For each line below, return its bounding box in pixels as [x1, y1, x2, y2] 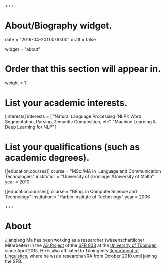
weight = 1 [5, 80, 26, 86]
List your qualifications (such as [5, 142, 140, 153]
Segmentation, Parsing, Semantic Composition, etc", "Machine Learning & [5, 118, 156, 124]
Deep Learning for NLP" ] [5, 124, 57, 130]
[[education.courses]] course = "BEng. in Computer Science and [5, 188, 137, 194]
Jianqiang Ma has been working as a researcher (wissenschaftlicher [5, 237, 145, 243]
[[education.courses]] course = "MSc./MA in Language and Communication [5, 168, 161, 174]
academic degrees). [5, 152, 90, 163]
